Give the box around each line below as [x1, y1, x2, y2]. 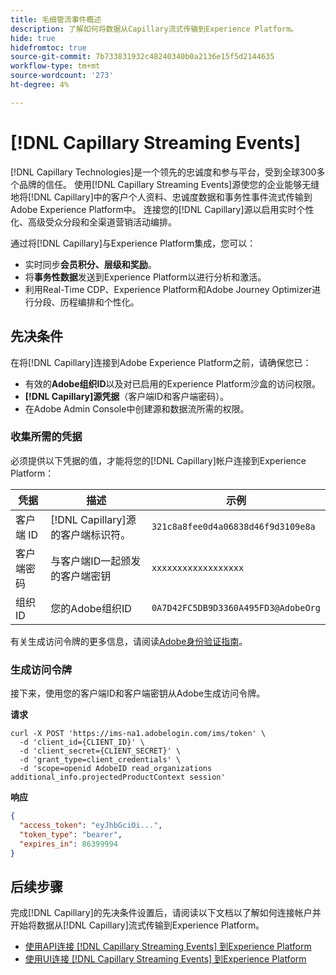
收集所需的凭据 [10, 430, 83, 444]
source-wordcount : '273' [10, 71, 114, 81]
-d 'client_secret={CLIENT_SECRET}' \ [19, 746, 182, 756]
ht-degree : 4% [10, 80, 70, 90]
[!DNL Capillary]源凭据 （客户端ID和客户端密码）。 [24, 390, 230, 402]
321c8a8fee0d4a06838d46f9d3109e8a [151, 521, 316, 532]
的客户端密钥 [50, 569, 112, 583]
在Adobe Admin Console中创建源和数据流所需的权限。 [24, 402, 250, 415]
